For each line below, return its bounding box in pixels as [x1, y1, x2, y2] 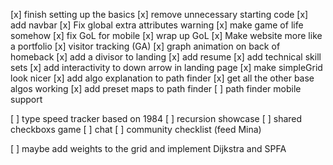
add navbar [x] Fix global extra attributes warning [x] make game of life [10, 19, 304, 31]
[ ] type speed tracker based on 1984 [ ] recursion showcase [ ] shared [10, 113, 303, 124]
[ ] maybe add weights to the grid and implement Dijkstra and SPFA [10, 143, 287, 154]
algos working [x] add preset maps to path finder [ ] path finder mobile [10, 83, 302, 94]
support [10, 94, 43, 105]
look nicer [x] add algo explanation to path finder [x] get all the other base [10, 72, 315, 84]
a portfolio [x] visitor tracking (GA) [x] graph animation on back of [10, 40, 281, 52]
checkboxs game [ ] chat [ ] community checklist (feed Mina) [10, 124, 262, 135]
